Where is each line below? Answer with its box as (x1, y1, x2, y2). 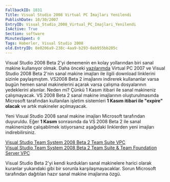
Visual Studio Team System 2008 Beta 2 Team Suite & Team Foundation (5, 144, 157, 151)
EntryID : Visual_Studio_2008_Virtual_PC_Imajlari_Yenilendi (5, 21, 137, 27)
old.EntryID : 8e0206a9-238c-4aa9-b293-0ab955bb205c (5, 45, 118, 51)
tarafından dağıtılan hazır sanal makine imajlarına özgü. (5, 171, 121, 177)
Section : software (5, 31, 45, 36)
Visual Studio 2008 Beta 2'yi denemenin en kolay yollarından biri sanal (5, 59, 154, 65)
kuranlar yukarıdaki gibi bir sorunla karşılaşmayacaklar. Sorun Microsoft (5, 165, 156, 171)
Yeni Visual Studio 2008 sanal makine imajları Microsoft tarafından (5, 113, 145, 119)
